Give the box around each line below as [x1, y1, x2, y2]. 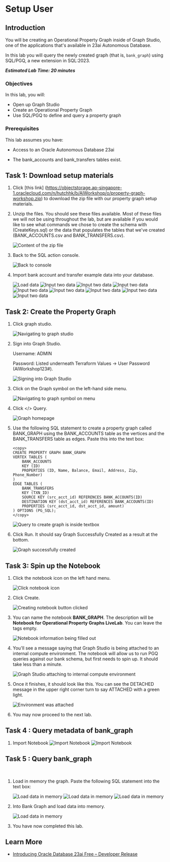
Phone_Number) [12, 472, 43, 478]
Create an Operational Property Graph [12, 107, 92, 113]
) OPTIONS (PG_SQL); [12, 508, 56, 514]
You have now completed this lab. [12, 823, 84, 829]
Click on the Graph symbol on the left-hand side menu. [12, 386, 128, 392]
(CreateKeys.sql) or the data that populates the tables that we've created [12, 227, 165, 233]
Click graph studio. [12, 321, 52, 327]
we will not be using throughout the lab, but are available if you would [12, 216, 158, 222]
